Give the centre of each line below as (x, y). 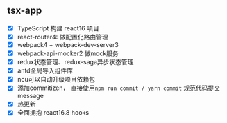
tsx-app (25, 11)
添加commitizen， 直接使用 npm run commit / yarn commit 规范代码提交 (119, 88)
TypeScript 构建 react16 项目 (58, 28)
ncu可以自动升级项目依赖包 (56, 79)
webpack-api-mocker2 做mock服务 (68, 53)
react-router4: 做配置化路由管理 (63, 37)
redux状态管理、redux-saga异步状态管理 (75, 62)
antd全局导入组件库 (45, 70)
